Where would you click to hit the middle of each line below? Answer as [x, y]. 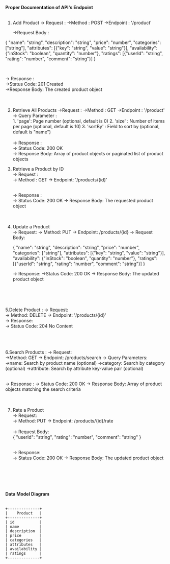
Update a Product [31, 227]
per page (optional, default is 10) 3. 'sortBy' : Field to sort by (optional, [86, 126]
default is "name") [32, 132]
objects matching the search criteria [43, 389]
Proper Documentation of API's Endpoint [49, 7]
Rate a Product [28, 410]
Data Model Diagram [27, 494]
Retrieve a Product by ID [38, 169]
